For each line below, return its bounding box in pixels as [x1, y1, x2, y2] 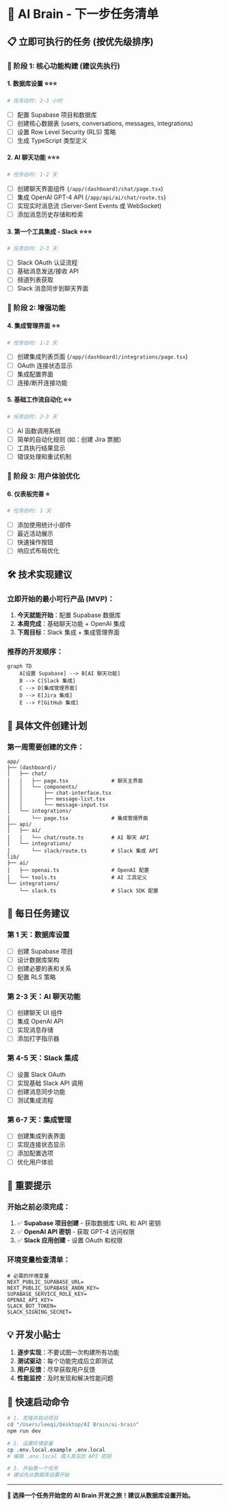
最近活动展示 [16, 530, 53, 538]
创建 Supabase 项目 [16, 947, 73, 955]
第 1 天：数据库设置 [7, 930, 70, 940]
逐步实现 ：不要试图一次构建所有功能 [16, 1348, 120, 1357]
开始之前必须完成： [7, 1202, 71, 1211]
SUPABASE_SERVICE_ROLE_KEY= [7, 1290, 88, 1297]
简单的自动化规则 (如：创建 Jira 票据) [16, 435, 122, 443]
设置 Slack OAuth [16, 1070, 66, 1079]
